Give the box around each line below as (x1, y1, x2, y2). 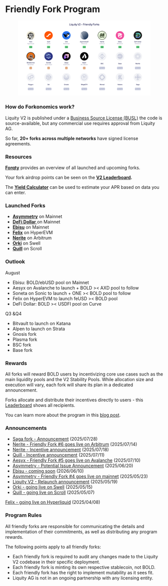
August (5, 269, 20, 275)
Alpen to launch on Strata (12, 326, 65, 332)
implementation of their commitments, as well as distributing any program (5, 529, 157, 535)
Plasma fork (12, 336, 38, 342)
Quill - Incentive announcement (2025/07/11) (12, 452, 105, 458)
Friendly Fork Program (5, 4, 100, 15)
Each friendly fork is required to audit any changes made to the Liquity (12, 553, 158, 559)
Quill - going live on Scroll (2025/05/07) (12, 489, 95, 495)
